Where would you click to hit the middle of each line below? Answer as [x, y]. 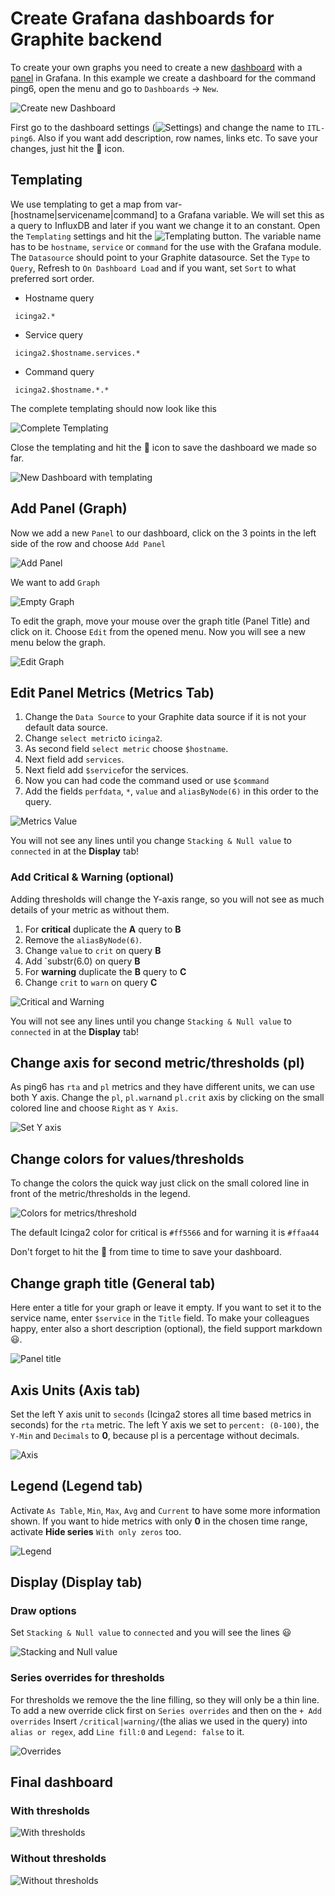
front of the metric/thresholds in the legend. [100, 1194]
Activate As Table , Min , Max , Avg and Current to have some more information [165, 1510]
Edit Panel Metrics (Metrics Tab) [112, 692]
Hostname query [59, 298]
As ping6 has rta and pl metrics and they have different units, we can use [162, 1087]
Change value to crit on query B [93, 950]
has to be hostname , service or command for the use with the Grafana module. [166, 246]
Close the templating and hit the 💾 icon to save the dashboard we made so [163, 447]
